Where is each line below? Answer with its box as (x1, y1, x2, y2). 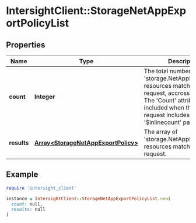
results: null (11, 207, 45, 212)
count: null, (11, 201, 43, 207)
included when (143, 104, 185, 112)
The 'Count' (143, 97, 177, 104)
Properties (6, 40, 45, 50)
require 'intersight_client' (6, 185, 77, 191)
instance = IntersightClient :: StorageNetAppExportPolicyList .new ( (6, 195, 171, 201)
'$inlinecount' (143, 118, 182, 126)
